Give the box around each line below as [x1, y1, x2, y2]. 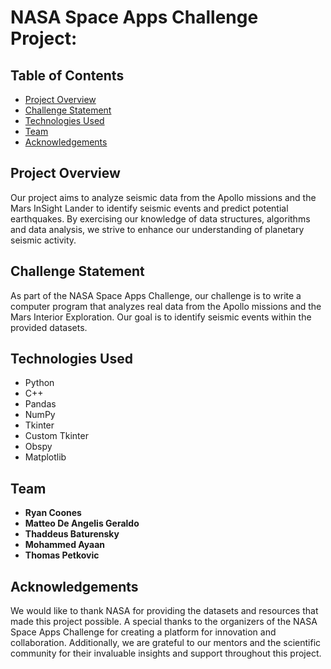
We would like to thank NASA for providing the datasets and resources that [10, 605, 319, 617]
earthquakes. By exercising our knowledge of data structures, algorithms [10, 212, 311, 225]
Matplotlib [24, 451, 67, 463]
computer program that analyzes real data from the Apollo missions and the [10, 300, 322, 312]
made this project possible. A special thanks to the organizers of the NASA [10, 616, 318, 628]
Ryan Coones [24, 507, 82, 519]
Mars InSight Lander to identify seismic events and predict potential [10, 202, 289, 214]
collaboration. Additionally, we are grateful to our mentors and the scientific [10, 637, 322, 649]
